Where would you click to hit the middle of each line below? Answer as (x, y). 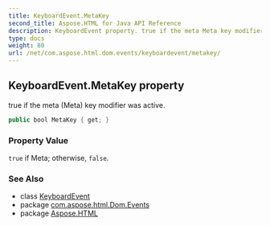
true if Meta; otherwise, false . (59, 158)
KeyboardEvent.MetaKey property (96, 86)
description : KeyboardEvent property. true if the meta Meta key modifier (136, 31)
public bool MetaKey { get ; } (59, 120)
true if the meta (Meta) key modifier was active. (87, 105)
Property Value (39, 140)
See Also (26, 179)
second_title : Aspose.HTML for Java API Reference (95, 23)
